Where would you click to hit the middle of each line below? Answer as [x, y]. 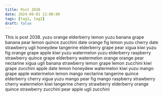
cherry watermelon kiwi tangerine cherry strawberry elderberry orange [77, 84]
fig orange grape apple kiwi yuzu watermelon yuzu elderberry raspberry [78, 53]
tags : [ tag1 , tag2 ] [25, 19]
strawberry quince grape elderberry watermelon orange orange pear [75, 58]
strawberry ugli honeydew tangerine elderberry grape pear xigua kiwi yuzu [81, 48]
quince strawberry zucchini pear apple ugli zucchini [58, 89]
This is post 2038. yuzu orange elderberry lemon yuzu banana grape [75, 37]
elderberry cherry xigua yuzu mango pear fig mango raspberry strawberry [80, 79]
